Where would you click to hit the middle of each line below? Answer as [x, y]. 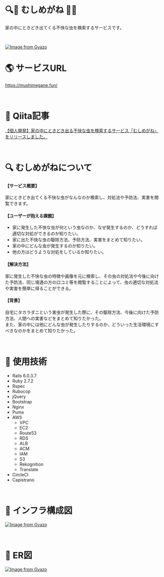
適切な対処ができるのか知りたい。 [46, 234]
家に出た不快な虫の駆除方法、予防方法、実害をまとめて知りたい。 [78, 240]
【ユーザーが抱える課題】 [31, 216]
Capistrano [23, 480]
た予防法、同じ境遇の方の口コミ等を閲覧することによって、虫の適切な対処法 [82, 282]
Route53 [28, 433]
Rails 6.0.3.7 [24, 376]
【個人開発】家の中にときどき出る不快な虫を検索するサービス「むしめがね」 [82, 130]
